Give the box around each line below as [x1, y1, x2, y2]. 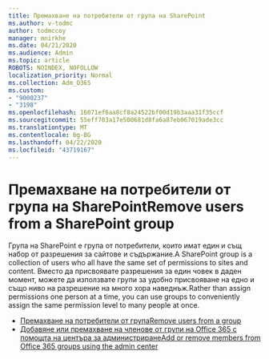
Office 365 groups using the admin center [19, 341, 159, 351]
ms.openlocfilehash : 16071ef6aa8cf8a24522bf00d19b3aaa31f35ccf [8, 109, 224, 117]
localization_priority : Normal [8, 71, 113, 79]
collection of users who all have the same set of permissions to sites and [8, 258, 248, 268]
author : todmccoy [8, 26, 66, 34]
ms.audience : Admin [8, 49, 74, 57]
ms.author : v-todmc [8, 19, 74, 27]
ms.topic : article [8, 57, 70, 65]
